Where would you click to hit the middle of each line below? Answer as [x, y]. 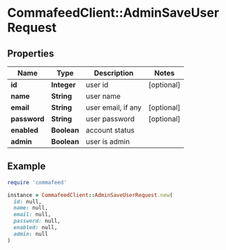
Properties [31, 53]
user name [103, 96]
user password [110, 119]
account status [110, 130]
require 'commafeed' [37, 182]
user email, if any [114, 108]
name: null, [31, 208]
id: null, [28, 201]
